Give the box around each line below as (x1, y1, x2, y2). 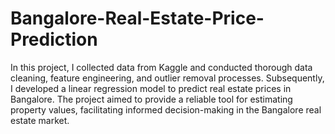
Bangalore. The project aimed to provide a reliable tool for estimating (10, 93, 293, 105)
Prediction (10, 28, 98, 51)
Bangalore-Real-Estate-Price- (10, 7, 265, 30)
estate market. (10, 114, 70, 126)
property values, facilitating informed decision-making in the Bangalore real (10, 103, 322, 116)
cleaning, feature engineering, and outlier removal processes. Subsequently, (10, 72, 325, 84)
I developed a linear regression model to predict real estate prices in (10, 82, 292, 94)
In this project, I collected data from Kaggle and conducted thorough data (10, 61, 313, 73)
